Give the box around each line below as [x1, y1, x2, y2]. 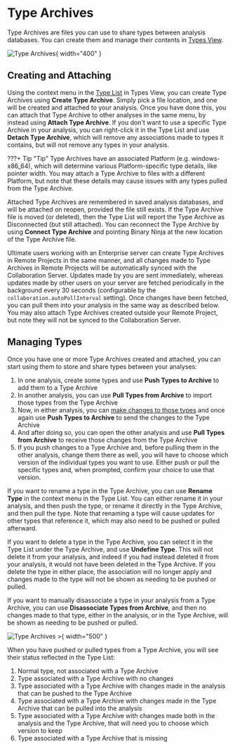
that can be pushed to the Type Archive [17, 689, 132, 697]
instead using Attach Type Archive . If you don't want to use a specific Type [7, 118, 227, 126]
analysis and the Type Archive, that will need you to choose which [17, 719, 209, 727]
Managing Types [7, 336, 83, 349]
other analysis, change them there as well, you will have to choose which [17, 450, 229, 459]
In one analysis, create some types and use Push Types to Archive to [17, 376, 220, 384]
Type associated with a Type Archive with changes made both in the [17, 711, 215, 719]
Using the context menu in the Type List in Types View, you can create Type [7, 88, 227, 96]
